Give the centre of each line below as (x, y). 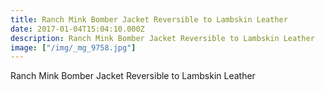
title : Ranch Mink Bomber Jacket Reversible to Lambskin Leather (149, 19)
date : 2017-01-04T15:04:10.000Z (77, 29)
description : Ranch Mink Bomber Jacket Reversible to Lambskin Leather (162, 38)
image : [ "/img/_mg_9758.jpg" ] (73, 47)
